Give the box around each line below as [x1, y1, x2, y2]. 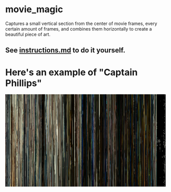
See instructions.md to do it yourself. [5, 46, 126, 54]
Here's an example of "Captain [5, 66, 138, 78]
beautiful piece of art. [5, 31, 51, 37]
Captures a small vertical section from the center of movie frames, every [5, 20, 158, 26]
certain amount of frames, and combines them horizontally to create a [5, 25, 152, 32]
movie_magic [5, 4, 64, 15]
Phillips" [5, 77, 42, 89]
